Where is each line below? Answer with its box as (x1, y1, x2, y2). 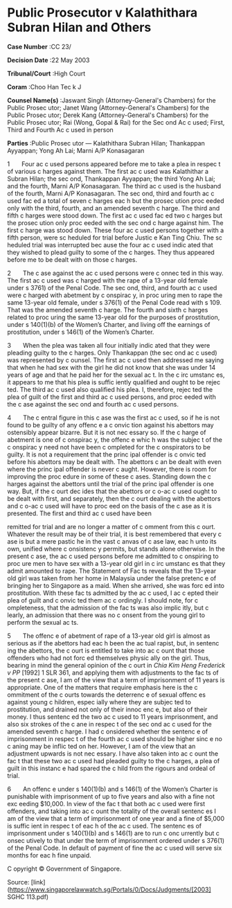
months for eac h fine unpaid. (7, 851, 91, 860)
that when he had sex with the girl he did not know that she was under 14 (7, 363, 216, 371)
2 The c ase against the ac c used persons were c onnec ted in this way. (7, 269, 224, 277)
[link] (30, 878, 46, 886)
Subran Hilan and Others (7, 19, 152, 35)
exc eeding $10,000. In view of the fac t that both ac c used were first (7, 799, 206, 808)
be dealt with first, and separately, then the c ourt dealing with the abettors (7, 494, 221, 503)
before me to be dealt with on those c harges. (7, 255, 137, 264)
